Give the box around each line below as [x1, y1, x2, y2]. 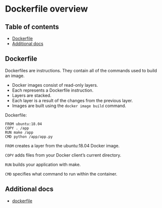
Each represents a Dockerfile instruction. [12, 87, 94, 93]
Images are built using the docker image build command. [12, 103, 127, 109]
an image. [5, 73, 25, 79]
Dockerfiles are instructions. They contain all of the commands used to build [5, 67, 157, 73]
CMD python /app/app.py [5, 134, 53, 139]
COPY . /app [5, 126, 29, 130]
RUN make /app [5, 130, 34, 135]
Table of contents [5, 23, 59, 31]
